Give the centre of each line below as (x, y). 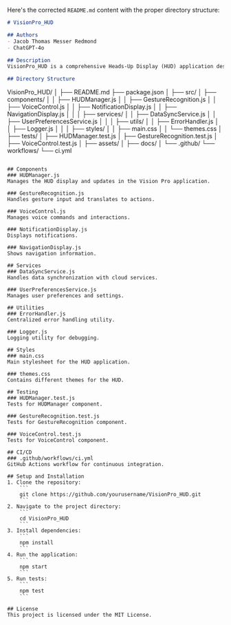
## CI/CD (20, 453)
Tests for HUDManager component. (55, 404)
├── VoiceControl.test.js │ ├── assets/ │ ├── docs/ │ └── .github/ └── (111, 143)
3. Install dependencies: (44, 531)
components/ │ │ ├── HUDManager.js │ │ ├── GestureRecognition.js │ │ (112, 100)
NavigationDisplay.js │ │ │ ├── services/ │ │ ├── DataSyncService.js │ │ (112, 114)
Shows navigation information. (52, 254)
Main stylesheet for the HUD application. (69, 362)
